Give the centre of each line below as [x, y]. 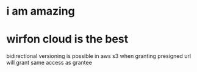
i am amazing [41, 11]
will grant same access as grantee [49, 63]
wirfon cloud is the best [67, 39]
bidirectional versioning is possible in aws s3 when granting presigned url [99, 56]
